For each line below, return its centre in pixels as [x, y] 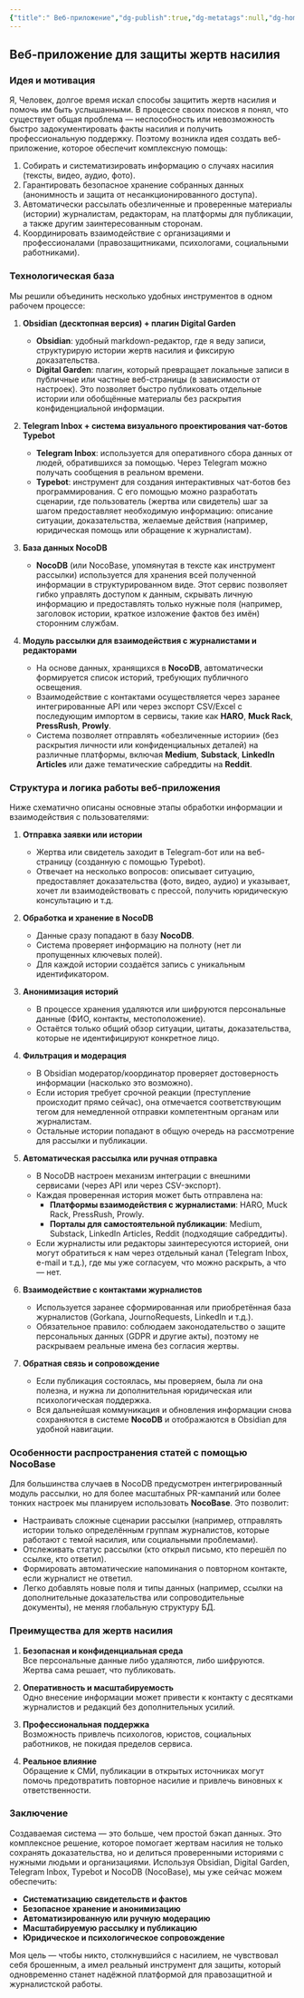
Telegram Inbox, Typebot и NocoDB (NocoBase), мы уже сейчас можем [146, 1871]
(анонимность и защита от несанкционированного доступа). [140, 195]
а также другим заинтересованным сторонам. [113, 224]
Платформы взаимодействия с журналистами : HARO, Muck [168, 1204]
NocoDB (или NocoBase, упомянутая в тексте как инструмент [156, 565]
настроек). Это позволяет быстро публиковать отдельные [149, 389]
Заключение [39, 1813]
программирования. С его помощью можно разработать [147, 492]
